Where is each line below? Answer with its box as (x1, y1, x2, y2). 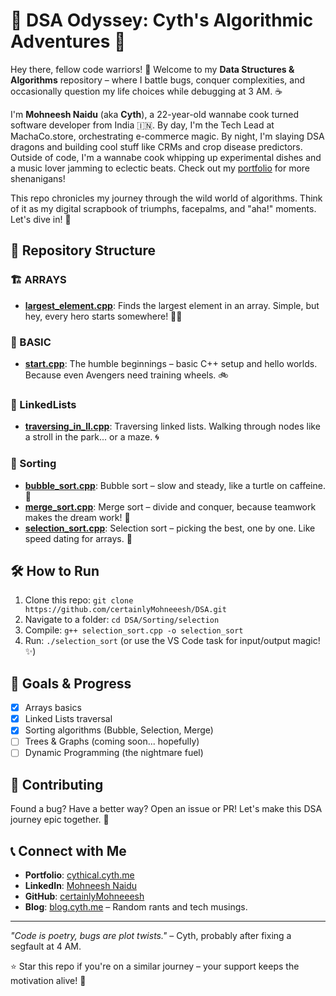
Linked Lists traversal (24, 713, 113, 725)
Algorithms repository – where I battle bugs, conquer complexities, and (10, 74, 306, 86)
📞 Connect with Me (10, 842, 127, 859)
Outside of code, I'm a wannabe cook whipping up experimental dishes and (10, 151, 322, 163)
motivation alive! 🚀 (10, 975, 87, 987)
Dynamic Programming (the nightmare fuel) (24, 747, 204, 759)
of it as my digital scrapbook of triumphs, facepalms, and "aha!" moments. (10, 202, 317, 214)
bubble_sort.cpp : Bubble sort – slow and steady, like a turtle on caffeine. (24, 479, 326, 491)
